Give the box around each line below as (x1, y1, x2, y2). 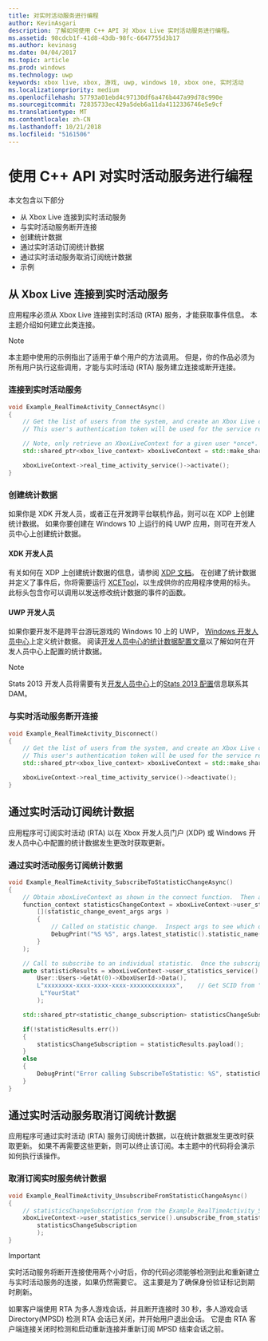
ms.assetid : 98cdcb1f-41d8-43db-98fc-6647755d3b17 (8, 34, 180, 42)
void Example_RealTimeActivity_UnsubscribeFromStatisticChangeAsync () (8, 1192, 248, 1200)
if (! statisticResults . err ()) (22, 1025, 120, 1033)
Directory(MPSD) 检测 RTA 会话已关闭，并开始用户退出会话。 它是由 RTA (8, 1314, 247, 1323)
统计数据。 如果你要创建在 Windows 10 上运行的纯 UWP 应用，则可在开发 (8, 519, 250, 528)
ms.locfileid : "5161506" (8, 130, 91, 138)
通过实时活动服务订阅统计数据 (8, 859, 124, 870)
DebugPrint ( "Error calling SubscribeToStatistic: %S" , (37, 1070, 223, 1078)
